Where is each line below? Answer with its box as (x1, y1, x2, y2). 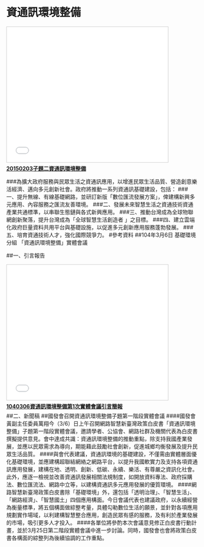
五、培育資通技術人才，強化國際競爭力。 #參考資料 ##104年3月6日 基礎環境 (6, 231, 196, 238)
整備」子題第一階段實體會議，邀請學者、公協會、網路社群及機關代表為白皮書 (6, 427, 198, 435)
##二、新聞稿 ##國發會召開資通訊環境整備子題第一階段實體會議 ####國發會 (6, 412, 196, 420)
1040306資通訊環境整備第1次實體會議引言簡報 (6, 402, 123, 410)
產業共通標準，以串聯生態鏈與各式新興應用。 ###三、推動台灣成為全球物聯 (6, 208, 194, 215)
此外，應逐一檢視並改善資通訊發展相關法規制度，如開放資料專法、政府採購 (6, 473, 192, 481)
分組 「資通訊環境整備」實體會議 (6, 238, 88, 246)
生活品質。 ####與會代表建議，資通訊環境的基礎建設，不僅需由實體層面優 (11, 450, 197, 457)
